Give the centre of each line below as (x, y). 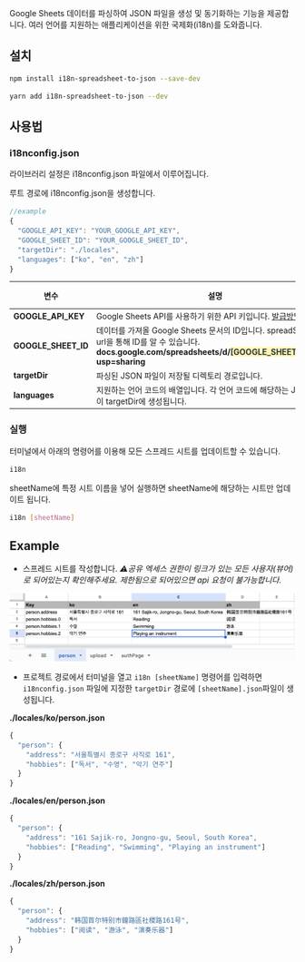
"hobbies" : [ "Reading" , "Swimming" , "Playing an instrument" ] (146, 847)
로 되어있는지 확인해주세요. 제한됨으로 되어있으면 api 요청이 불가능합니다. (152, 580)
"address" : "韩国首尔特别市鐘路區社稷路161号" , (108, 921)
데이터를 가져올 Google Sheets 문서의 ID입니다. (181, 330)
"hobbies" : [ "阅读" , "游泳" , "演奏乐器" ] (100, 930)
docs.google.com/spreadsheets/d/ (164, 352)
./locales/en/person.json (58, 800)
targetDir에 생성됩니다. (147, 401)
